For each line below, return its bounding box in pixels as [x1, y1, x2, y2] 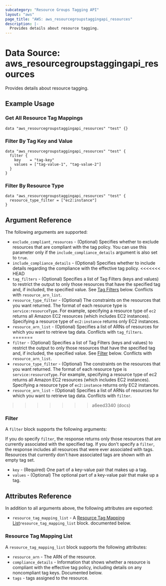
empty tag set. [5, 457, 35, 463]
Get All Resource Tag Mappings [5, 114, 83, 121]
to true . [12, 255, 28, 261]
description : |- [5, 21, 39, 26]
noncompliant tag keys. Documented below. [12, 570, 103, 576]
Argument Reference [5, 216, 72, 224]
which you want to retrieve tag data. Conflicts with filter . [12, 393, 132, 399]
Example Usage [5, 99, 55, 108]
